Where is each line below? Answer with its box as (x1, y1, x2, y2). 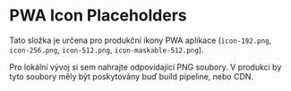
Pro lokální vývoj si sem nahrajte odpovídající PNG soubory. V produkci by (9, 62, 282, 72)
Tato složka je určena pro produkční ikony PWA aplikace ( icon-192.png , (9, 35, 272, 45)
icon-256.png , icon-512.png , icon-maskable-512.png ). (9, 44, 204, 54)
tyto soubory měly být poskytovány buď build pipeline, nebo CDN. (9, 70, 253, 81)
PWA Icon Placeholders (9, 5, 188, 26)
